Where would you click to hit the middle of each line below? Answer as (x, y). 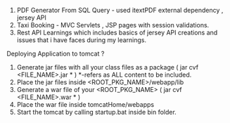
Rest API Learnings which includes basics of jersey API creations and (117, 32)
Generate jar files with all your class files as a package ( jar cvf (107, 67)
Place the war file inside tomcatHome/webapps (85, 104)
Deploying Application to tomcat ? (56, 53)
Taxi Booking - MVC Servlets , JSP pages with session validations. (113, 25)
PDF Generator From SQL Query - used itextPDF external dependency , (120, 10)
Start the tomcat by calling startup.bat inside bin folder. (96, 112)
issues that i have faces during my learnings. (82, 40)
